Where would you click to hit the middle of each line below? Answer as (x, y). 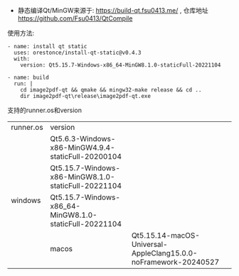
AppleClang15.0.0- (164, 253)
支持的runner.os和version (44, 110)
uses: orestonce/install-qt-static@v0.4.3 (78, 53)
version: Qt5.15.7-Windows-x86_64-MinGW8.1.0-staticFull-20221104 (121, 65)
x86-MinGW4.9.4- (83, 148)
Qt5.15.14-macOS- (166, 235)
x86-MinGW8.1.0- (83, 177)
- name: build (28, 77)
